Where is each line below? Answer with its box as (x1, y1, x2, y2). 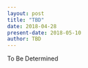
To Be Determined (7, 54, 58, 63)
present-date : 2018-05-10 (7, 29, 81, 36)
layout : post (7, 10, 45, 17)
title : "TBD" (7, 16, 45, 23)
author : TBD (7, 36, 41, 43)
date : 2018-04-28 (7, 23, 57, 30)
